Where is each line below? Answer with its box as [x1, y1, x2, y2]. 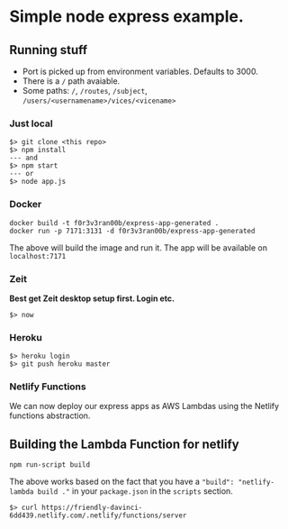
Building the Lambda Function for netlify [9, 436, 240, 451]
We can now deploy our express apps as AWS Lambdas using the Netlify [9, 401, 280, 412]
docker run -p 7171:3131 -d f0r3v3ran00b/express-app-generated [9, 226, 256, 235]
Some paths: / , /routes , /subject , [22, 86, 148, 96]
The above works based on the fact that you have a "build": [9, 476, 235, 488]
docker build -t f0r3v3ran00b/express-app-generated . [9, 218, 220, 227]
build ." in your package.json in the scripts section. [37, 486, 234, 497]
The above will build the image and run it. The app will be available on [9, 242, 268, 253]
